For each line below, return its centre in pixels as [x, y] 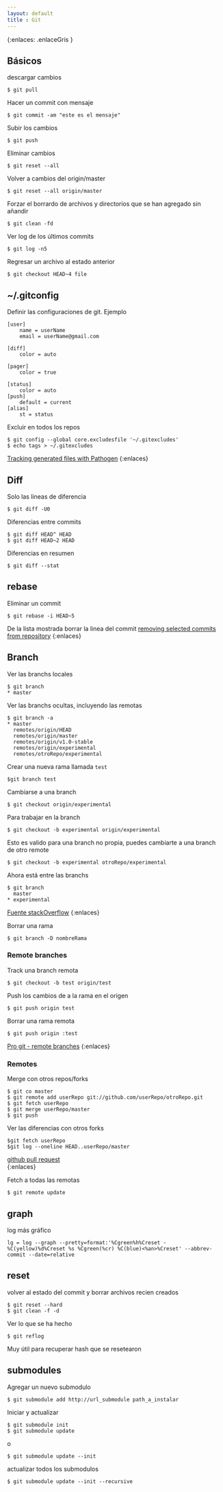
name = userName [43, 331]
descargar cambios [34, 78]
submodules [34, 1370]
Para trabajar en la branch [44, 817]
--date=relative [52, 1255]
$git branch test [32, 779]
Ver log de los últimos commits [51, 237]
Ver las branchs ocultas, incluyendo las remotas [75, 705]
